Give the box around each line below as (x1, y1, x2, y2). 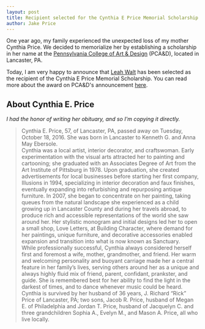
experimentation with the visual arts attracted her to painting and (21, 153, 185, 161)
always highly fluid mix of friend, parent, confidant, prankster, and (21, 270, 188, 278)
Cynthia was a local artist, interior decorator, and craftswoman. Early (21, 147, 195, 154)
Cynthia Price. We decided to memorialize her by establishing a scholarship (6, 43, 197, 51)
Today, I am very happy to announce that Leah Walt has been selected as (6, 68, 192, 76)
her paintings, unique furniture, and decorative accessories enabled (21, 231, 193, 238)
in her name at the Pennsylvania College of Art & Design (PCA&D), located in (6, 50, 199, 57)
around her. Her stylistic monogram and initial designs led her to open (21, 218, 198, 226)
